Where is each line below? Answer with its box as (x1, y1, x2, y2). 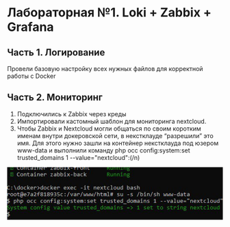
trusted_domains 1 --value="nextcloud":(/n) (16, 153, 140, 161)
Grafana (7, 19, 54, 35)
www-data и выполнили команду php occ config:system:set (16, 146, 190, 155)
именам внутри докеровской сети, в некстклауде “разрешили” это (16, 131, 214, 139)
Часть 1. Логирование (7, 46, 105, 58)
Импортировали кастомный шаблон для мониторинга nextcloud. (16, 117, 207, 125)
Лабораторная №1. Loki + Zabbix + (7, 5, 212, 21)
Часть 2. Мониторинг (7, 92, 103, 103)
